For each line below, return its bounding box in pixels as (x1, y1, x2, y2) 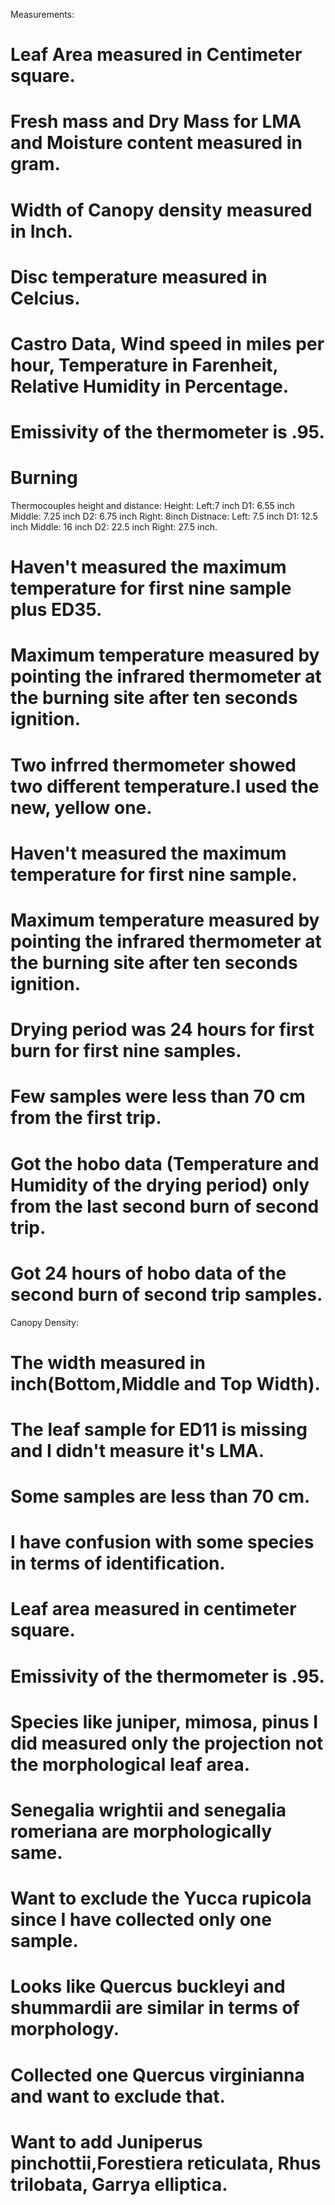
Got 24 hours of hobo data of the (10, 1262, 287, 1284)
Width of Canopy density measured (10, 199, 313, 221)
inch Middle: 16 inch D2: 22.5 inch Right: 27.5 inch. (10, 521, 218, 533)
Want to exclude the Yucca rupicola (10, 1887, 312, 1910)
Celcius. (10, 287, 81, 309)
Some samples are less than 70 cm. (10, 1485, 311, 1508)
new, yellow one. (10, 796, 153, 819)
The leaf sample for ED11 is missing (10, 1418, 308, 1441)
